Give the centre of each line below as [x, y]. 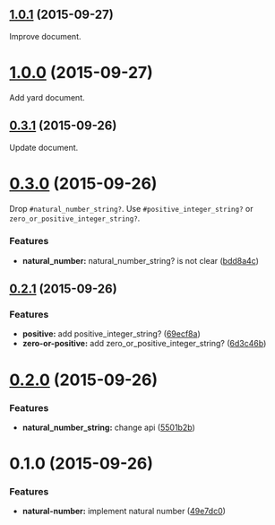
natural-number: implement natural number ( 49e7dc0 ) [124, 512]
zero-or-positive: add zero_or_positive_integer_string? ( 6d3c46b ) [144, 344]
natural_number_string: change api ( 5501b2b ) [108, 427]
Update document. [44, 147]
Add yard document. [47, 97]
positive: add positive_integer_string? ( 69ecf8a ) [111, 334]
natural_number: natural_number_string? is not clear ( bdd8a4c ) [141, 260]
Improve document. [46, 36]
